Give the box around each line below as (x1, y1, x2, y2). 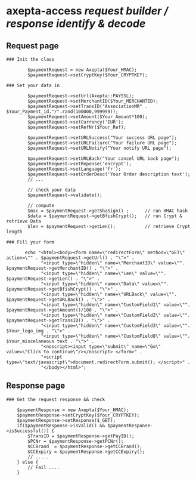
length (6, 229, 23, 235)
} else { (17, 459, 39, 465)
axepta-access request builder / (6, 4, 169, 18)
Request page (6, 41, 59, 51)
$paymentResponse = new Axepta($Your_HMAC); (17, 407, 129, 413)
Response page (6, 381, 66, 391)
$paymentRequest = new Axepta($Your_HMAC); (27, 67, 137, 73)
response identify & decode (6, 17, 146, 30)
